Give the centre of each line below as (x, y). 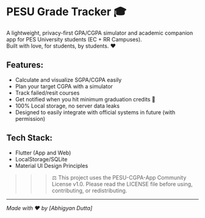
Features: (25, 65)
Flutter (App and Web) (43, 153)
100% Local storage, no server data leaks (67, 106)
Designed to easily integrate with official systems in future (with (95, 112)
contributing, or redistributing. (89, 191)
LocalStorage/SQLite (41, 159)
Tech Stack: (30, 138)
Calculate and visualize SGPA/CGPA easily (68, 79)
